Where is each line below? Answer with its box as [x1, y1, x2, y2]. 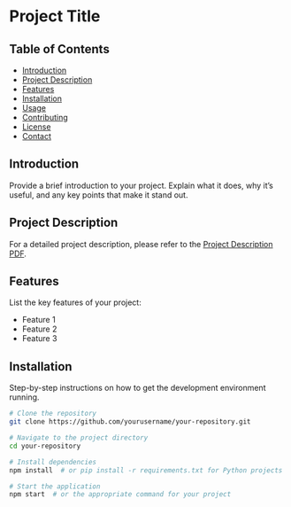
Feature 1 [21, 315, 56, 325]
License [21, 121, 51, 132]
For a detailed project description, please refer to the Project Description [9, 238, 273, 249]
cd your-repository [9, 441, 81, 450]
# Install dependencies [9, 457, 97, 466]
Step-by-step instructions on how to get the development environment [9, 383, 266, 394]
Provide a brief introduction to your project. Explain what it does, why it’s [9, 180, 274, 191]
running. [9, 392, 40, 402]
